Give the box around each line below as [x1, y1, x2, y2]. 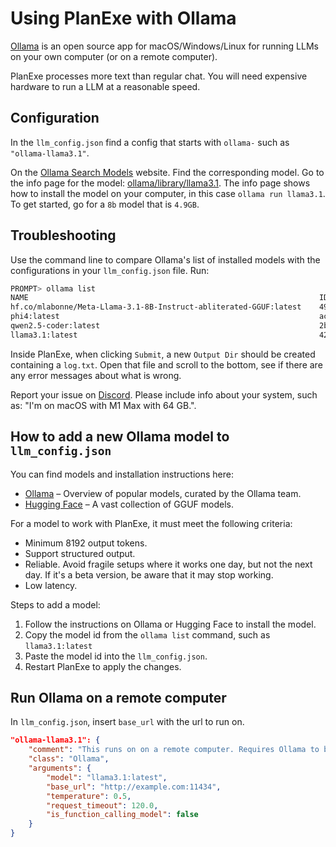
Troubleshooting [10, 227, 117, 244]
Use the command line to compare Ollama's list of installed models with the [10, 253, 321, 266]
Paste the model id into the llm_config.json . [24, 650, 208, 662]
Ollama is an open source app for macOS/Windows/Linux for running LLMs [10, 40, 319, 52]
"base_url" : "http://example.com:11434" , [46, 782, 222, 792]
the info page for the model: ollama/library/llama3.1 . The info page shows [10, 177, 311, 189]
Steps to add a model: [10, 598, 101, 611]
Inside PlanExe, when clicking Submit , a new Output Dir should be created [10, 348, 316, 360]
